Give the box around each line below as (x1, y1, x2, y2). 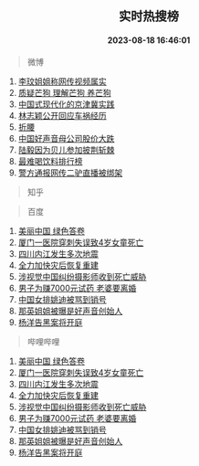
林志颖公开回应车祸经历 (17, 110, 107, 121)
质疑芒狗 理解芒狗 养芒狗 (17, 87, 111, 98)
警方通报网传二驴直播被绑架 (17, 167, 123, 178)
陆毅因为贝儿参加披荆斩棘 (17, 144, 115, 155)
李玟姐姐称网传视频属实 (17, 76, 107, 87)
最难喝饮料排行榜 (17, 155, 83, 166)
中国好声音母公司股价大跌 (17, 132, 115, 143)
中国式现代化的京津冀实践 (17, 99, 115, 110)
